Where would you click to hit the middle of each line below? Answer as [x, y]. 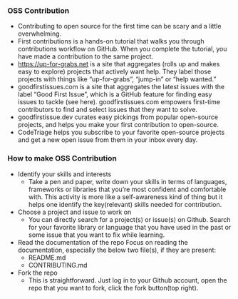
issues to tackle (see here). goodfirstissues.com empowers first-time [119, 102]
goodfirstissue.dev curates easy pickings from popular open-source [118, 117]
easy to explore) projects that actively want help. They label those [114, 72]
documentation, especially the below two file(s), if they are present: [117, 250]
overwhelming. [40, 34]
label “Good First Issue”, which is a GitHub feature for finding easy [115, 94]
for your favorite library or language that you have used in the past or [130, 227]
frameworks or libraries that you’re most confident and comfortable [127, 189]
